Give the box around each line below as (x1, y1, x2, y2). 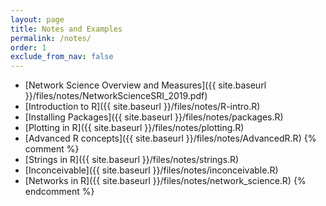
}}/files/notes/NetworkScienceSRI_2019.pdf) (24, 90, 208, 102)
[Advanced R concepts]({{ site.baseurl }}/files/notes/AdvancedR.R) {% (24, 132, 317, 145)
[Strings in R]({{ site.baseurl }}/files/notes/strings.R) (24, 154, 240, 166)
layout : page (10, 14, 65, 25)
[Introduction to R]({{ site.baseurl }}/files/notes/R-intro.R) (24, 101, 261, 113)
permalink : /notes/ (10, 33, 92, 43)
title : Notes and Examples (10, 24, 123, 34)
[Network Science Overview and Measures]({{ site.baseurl (24, 79, 267, 91)
